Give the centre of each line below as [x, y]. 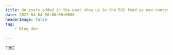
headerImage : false [26, 19]
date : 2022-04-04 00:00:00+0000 [40, 15]
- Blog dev [26, 29]
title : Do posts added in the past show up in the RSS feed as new [79, 10]
